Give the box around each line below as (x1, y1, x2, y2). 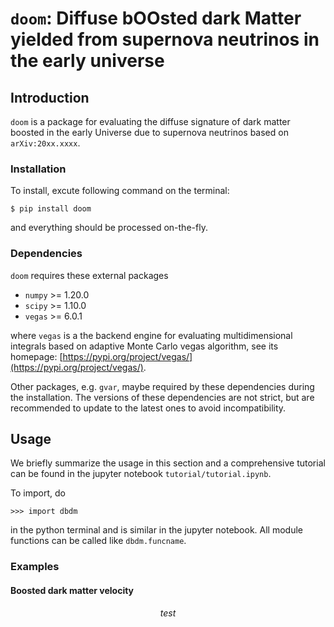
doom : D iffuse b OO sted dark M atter (10, 7, 302, 30)
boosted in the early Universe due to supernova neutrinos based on (10, 127, 289, 138)
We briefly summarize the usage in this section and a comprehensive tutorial (10, 457, 326, 469)
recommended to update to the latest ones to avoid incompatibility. (10, 402, 287, 414)
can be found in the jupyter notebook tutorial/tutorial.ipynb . (10, 468, 272, 480)
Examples (10, 560, 60, 574)
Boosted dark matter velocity (10, 584, 135, 596)
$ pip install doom (10, 204, 92, 214)
